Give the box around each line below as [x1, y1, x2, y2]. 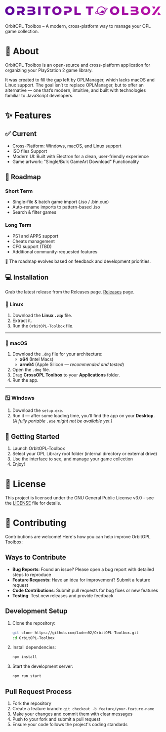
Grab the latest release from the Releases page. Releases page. [5, 288, 135, 295]
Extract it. [12, 318, 32, 324]
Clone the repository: [12, 620, 56, 626]
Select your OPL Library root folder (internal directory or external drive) [12, 451, 157, 457]
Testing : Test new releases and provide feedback [12, 592, 114, 599]
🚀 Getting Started [5, 432, 60, 441]
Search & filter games [12, 209, 57, 215]
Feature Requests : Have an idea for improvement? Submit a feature [12, 577, 151, 583]
